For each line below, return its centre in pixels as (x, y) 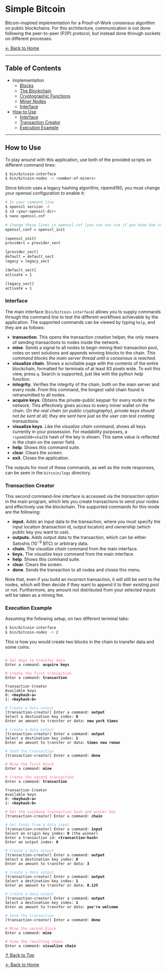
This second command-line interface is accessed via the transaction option (82, 496)
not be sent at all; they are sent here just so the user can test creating (83, 416)
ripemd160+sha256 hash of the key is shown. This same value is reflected (86, 437)
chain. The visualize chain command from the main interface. (75, 549)
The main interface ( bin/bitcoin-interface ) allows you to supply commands (83, 311)
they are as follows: (25, 327)
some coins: (18, 647)
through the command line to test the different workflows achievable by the (82, 317)
